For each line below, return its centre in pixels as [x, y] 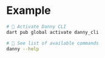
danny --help [23, 49]
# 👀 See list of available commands [52, 43]
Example [29, 11]
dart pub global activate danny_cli [52, 32]
